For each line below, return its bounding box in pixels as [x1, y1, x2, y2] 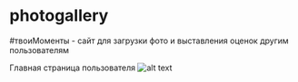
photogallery [9, 5, 109, 26]
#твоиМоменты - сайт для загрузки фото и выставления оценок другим [9, 35, 289, 46]
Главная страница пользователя [9, 62, 136, 73]
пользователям [9, 44, 70, 55]
